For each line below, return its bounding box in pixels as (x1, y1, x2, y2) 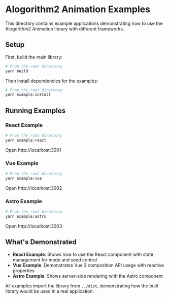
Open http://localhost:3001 (5, 147, 61, 153)
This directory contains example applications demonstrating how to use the (5, 20, 163, 26)
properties (12, 268, 35, 274)
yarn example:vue (5, 176, 42, 181)
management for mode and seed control (12, 256, 97, 262)
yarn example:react (5, 138, 47, 143)
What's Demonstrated (5, 238, 77, 247)
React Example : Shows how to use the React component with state (12, 251, 154, 257)
